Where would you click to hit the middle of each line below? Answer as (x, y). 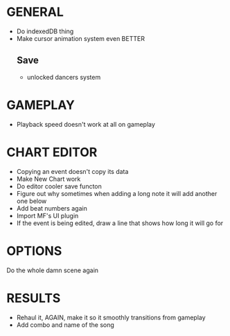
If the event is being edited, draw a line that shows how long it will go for (120, 223)
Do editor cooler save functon (59, 186)
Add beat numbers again (52, 208)
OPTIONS (34, 251)
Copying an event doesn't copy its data (72, 171)
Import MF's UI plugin (47, 215)
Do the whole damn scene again (52, 270)
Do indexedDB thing (45, 31)
